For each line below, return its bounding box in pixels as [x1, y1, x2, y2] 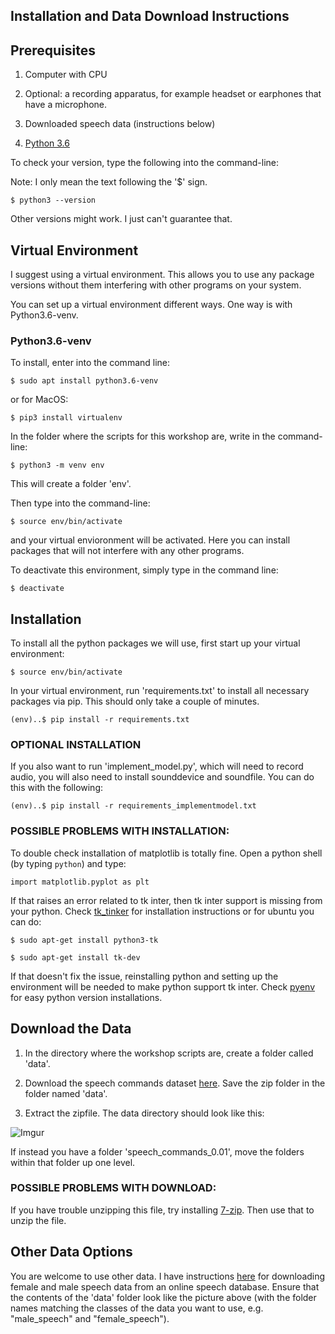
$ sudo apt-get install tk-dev [10, 952, 141, 963]
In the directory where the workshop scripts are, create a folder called [24, 1047, 314, 1059]
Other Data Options [10, 1244, 133, 1261]
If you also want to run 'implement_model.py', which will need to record [10, 760, 304, 773]
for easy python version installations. [10, 991, 163, 1003]
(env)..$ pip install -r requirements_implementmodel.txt [10, 801, 257, 811]
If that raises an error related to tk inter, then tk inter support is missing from [10, 894, 323, 906]
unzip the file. [10, 1214, 67, 1226]
